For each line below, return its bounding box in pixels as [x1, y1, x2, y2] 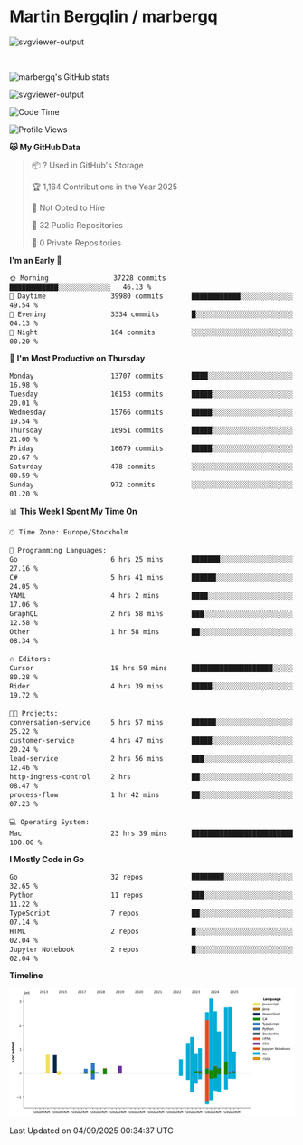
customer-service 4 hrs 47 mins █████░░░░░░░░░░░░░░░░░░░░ [9, 736, 294, 745]
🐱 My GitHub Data [9, 141, 81, 152]
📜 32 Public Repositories [31, 219, 124, 230]
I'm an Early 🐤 [9, 255, 62, 265]
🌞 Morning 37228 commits [9, 274, 166, 283]
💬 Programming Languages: [9, 545, 107, 554]
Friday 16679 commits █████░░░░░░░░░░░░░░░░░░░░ [9, 444, 294, 453]
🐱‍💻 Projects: [9, 708, 59, 717]
